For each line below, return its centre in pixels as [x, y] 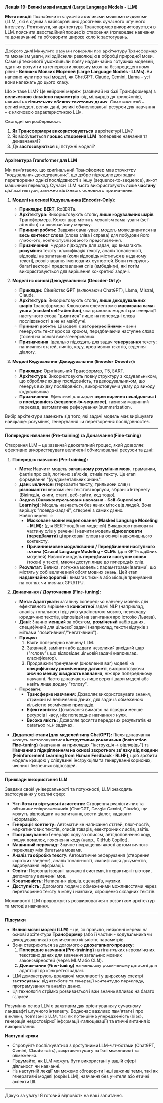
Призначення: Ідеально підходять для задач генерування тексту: [88, 342]
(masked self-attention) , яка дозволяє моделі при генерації [94, 311]
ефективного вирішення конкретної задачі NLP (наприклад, [82, 606]
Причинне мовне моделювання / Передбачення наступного [91, 546]
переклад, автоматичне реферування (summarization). [76, 407]
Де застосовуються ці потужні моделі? [53, 146]
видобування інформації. [38, 865]
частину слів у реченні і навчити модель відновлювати [84, 531]
